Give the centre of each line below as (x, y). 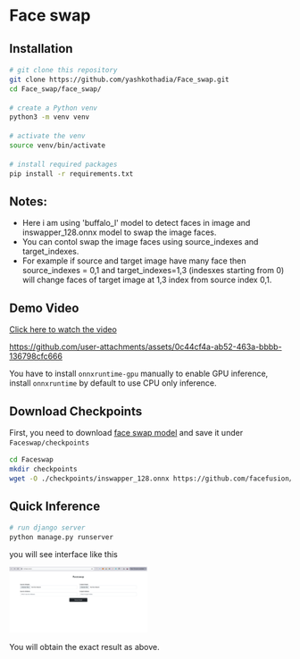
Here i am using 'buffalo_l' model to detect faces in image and (136, 223)
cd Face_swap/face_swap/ (55, 89)
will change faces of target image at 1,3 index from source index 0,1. (147, 280)
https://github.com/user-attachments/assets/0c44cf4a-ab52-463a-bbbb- (146, 347)
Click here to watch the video (63, 329)
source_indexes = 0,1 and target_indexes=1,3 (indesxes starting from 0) (153, 271)
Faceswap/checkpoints (50, 443)
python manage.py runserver (62, 538)
